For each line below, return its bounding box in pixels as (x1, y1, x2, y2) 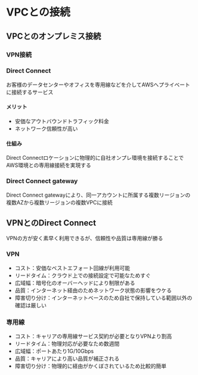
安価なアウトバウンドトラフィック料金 (14, 117, 109, 125)
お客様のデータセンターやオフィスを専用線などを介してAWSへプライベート (6, 81, 190, 88)
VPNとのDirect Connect (6, 218, 97, 228)
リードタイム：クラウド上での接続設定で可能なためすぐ (14, 272, 151, 279)
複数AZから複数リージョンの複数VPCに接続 (6, 199, 113, 206)
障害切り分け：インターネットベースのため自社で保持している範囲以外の (14, 294, 193, 301)
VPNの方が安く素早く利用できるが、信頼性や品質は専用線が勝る (6, 235, 163, 242)
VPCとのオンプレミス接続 (6, 31, 101, 41)
